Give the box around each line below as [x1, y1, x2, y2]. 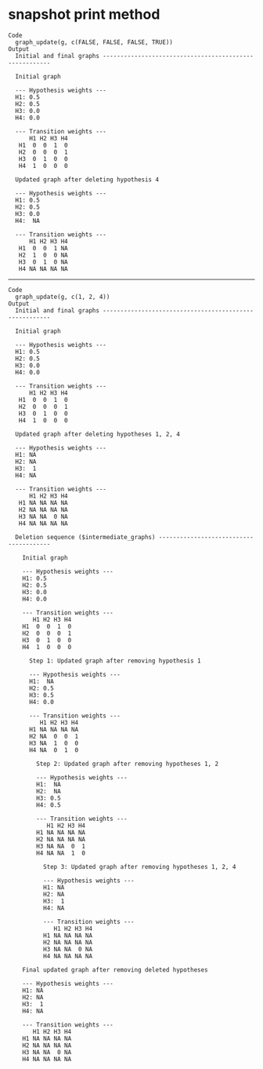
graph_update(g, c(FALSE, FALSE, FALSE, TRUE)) [15, 38, 174, 46]
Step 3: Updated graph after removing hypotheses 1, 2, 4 [42, 863, 236, 870]
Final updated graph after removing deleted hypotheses [22, 965, 209, 974]
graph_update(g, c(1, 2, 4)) [15, 293, 110, 301]
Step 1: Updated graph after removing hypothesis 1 [28, 657, 201, 665]
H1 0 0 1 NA [18, 244, 68, 252]
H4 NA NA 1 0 [36, 849, 86, 857]
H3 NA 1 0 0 [28, 739, 79, 747]
